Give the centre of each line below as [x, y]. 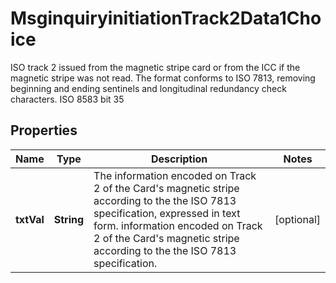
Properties [44, 130]
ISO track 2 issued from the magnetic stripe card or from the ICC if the [155, 67]
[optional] [297, 219]
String [69, 219]
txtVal [30, 219]
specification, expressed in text [167, 213]
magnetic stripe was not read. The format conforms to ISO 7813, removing [163, 78]
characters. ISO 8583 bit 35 [67, 99]
